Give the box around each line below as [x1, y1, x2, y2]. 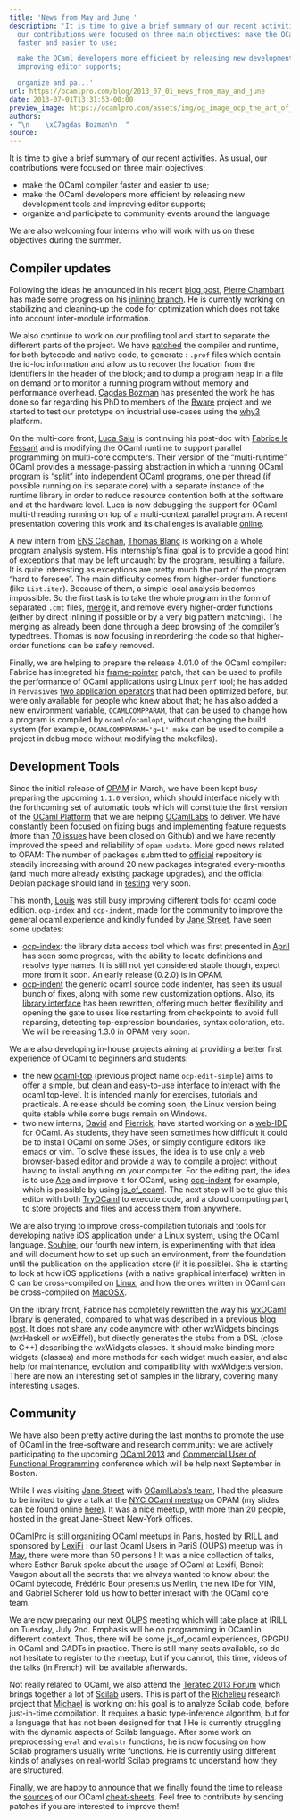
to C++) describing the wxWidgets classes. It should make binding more [9, 1341, 275, 1353]
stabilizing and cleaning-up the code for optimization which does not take [9, 303, 280, 313]
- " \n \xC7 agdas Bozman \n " [9, 120, 129, 129]
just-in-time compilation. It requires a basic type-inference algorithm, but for [9, 1707, 290, 1718]
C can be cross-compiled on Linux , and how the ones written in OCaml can [9, 1277, 286, 1288]
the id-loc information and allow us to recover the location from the [9, 358, 256, 369]
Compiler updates [9, 261, 112, 276]
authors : [9, 112, 42, 121]
